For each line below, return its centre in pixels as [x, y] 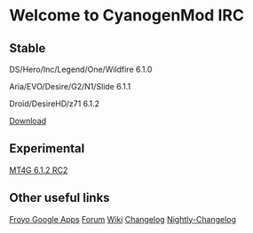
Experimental [47, 148]
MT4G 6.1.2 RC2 [39, 170]
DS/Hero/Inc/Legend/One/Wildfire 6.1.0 [81, 69]
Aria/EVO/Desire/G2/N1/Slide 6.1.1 [70, 86]
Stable [28, 48]
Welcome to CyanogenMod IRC [126, 16]
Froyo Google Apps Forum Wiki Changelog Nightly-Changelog [123, 219]
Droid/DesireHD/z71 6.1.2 [55, 104]
